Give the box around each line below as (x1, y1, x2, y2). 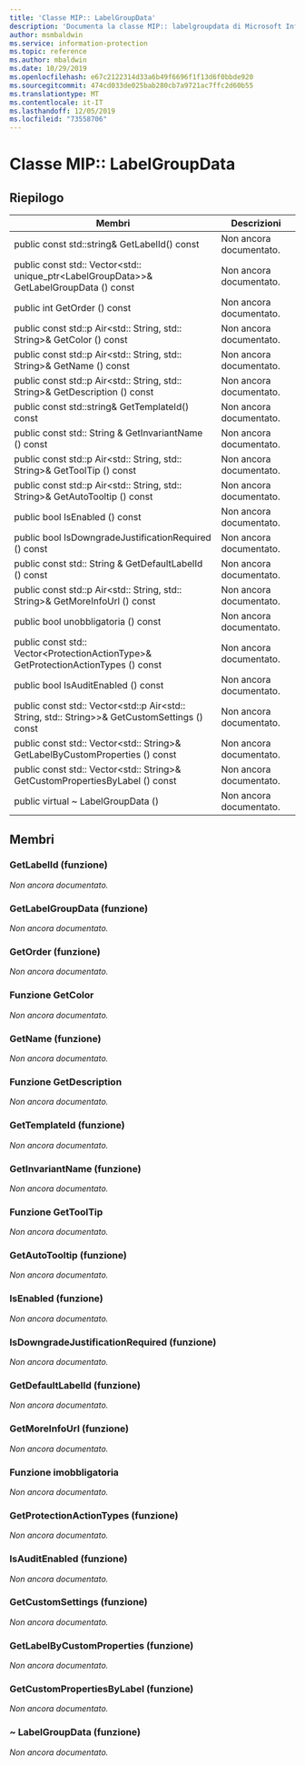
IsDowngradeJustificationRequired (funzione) (9, 1336, 217, 1349)
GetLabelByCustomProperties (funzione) (9, 1639, 194, 1651)
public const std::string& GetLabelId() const (14, 238, 200, 251)
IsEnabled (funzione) (9, 1292, 103, 1305)
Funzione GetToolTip (9, 1206, 103, 1218)
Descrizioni (231, 217, 281, 230)
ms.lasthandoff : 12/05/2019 (9, 106, 116, 115)
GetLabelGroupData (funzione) (9, 902, 148, 915)
